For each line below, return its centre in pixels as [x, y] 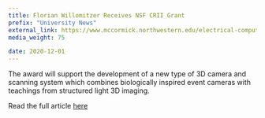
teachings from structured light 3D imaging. [79, 90]
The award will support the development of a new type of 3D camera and [127, 74]
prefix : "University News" [52, 23]
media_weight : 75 [37, 37]
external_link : [33, 30]
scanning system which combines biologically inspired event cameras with [129, 83]
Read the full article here [48, 106]
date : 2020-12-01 [37, 52]
